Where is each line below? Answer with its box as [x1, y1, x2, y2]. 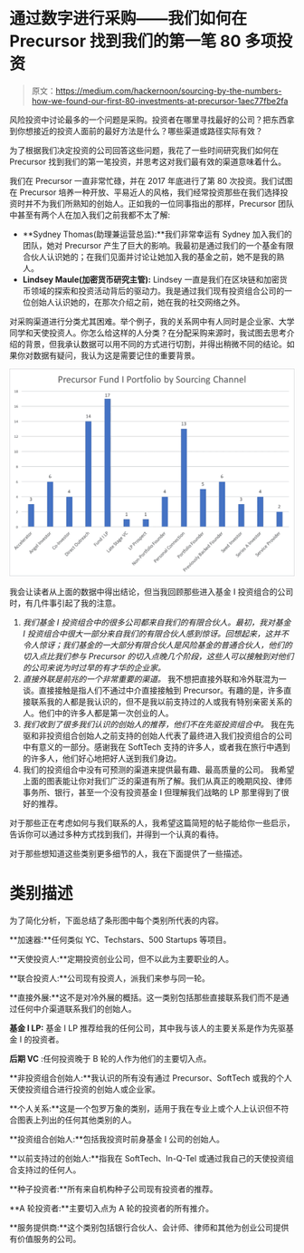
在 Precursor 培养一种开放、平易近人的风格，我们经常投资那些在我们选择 [9, 187, 280, 198]
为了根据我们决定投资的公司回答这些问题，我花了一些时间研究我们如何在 [9, 144, 279, 155]
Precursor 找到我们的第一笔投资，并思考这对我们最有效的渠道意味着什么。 [9, 156, 287, 167]
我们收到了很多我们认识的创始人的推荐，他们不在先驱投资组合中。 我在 [22, 718, 287, 730]
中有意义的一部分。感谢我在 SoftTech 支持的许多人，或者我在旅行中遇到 [22, 741, 291, 753]
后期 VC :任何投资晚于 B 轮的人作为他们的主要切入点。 [9, 1053, 212, 1064]
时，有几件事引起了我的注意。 [9, 597, 120, 608]
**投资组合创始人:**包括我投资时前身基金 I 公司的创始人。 [9, 1133, 224, 1144]
